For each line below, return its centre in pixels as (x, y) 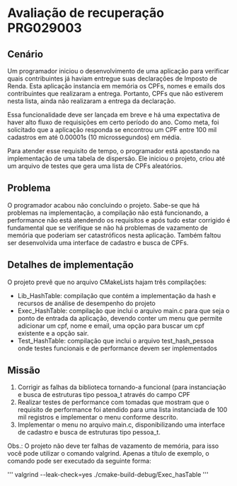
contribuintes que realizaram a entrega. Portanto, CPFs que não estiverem (116, 94)
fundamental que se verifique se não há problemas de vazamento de (108, 227)
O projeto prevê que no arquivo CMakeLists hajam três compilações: (107, 282)
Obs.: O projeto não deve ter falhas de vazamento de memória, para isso (113, 446)
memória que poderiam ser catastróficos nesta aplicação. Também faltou (114, 235)
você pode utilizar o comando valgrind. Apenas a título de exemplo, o (109, 454)
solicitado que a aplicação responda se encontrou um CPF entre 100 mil (112, 130)
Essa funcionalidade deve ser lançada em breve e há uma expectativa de (114, 115)
